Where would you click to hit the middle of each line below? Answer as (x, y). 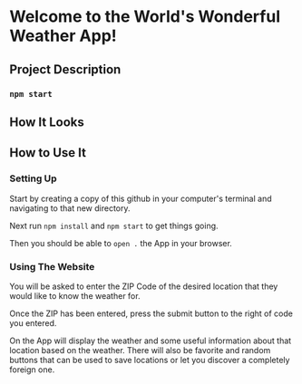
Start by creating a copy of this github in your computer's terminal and (141, 198)
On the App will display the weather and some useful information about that (151, 341)
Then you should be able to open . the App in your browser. (121, 243)
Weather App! (63, 36)
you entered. (33, 322)
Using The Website (52, 266)
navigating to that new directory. (70, 208)
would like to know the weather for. (75, 295)
